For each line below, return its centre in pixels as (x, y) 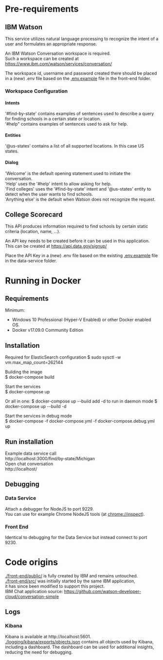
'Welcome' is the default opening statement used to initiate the (68, 173)
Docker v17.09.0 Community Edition (48, 330)
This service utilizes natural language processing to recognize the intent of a (82, 39)
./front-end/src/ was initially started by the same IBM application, (70, 581)
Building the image (24, 372)
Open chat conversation (29, 464)
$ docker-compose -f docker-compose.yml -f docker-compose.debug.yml (80, 421)
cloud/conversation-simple (32, 596)
